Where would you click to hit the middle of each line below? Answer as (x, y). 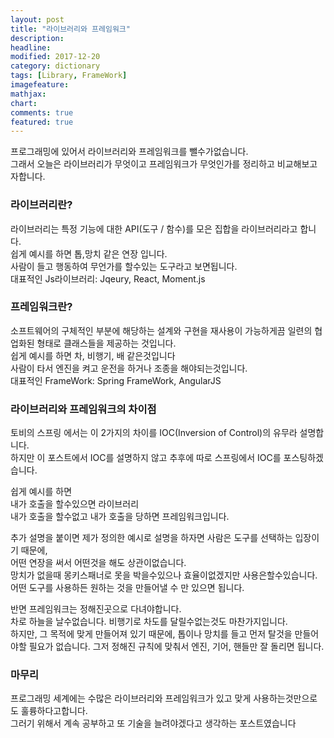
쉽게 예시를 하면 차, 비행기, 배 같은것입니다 (93, 355)
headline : (31, 47)
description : (37, 38)
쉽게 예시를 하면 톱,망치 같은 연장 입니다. (89, 253)
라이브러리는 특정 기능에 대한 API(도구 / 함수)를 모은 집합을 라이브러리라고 (154, 228)
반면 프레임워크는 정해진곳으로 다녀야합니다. (96, 609)
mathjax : (28, 94)
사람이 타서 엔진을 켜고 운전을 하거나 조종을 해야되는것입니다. (129, 368)
